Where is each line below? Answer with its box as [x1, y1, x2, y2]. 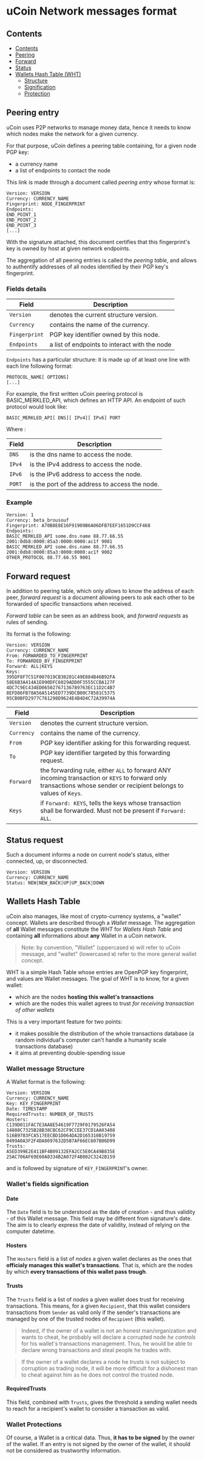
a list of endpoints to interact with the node [49, 340, 172, 349]
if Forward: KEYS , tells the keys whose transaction [40, 799, 181, 807]
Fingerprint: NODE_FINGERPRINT [6, 201, 86, 207]
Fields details [6, 284, 47, 293]
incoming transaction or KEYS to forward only [40, 774, 167, 782]
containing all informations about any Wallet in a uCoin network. [6, 932, 167, 939]
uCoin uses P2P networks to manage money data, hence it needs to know [6, 124, 191, 131]
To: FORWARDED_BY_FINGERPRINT [6, 658, 83, 664]
